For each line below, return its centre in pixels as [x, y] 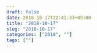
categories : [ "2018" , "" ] [39, 35]
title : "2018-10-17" [33, 23]
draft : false [23, 12]
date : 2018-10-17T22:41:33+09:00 [49, 18]
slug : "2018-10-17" [31, 29]
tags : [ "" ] [20, 40]
